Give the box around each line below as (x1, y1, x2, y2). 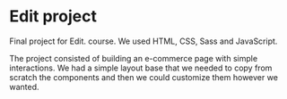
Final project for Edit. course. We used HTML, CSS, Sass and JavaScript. (9, 36, 278, 46)
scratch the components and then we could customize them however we (9, 71, 278, 82)
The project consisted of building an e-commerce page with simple (9, 53, 258, 63)
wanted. (9, 81, 39, 92)
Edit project (9, 6, 97, 27)
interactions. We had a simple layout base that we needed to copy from (9, 62, 273, 73)
